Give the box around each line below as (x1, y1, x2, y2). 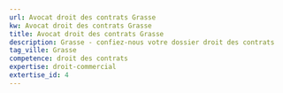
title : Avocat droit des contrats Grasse (9, 29, 164, 38)
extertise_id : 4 (9, 71, 69, 80)
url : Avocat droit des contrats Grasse (9, 12, 157, 22)
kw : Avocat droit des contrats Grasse (9, 21, 152, 30)
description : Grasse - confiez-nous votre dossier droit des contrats (9, 37, 275, 47)
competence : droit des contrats (9, 54, 128, 63)
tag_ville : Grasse (9, 46, 77, 55)
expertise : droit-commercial (9, 63, 117, 72)
